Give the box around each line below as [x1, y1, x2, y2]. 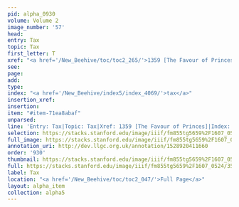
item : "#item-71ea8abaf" [7, 110, 81, 117]
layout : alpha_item [7, 182, 65, 189]
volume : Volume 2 [7, 17, 59, 24]
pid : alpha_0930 [7, 10, 55, 18]
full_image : [7, 136, 43, 143]
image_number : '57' [7, 23, 65, 31]
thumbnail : [7, 156, 40, 164]
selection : [7, 129, 40, 137]
